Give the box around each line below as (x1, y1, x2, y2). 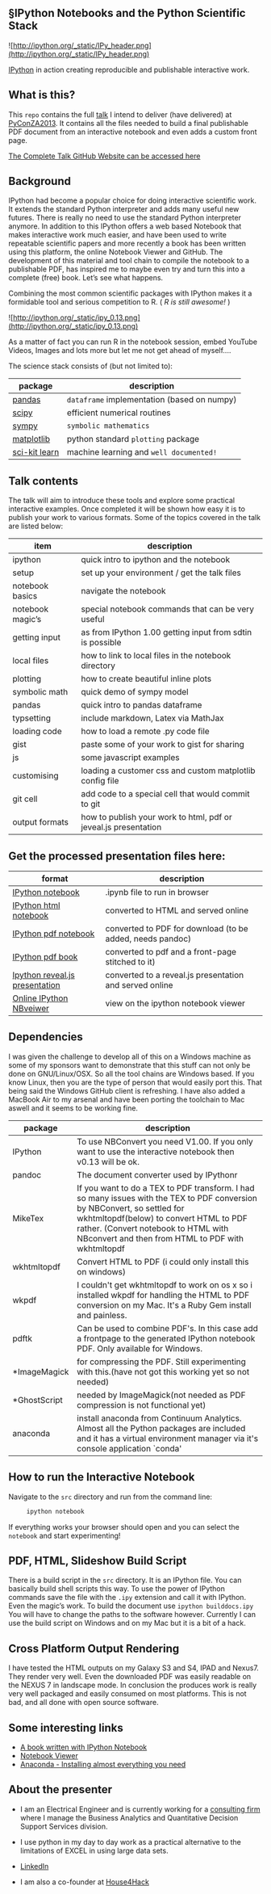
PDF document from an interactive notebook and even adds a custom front (8, 127, 257, 136)
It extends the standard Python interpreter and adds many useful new (8, 204, 240, 214)
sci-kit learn (12, 447, 60, 458)
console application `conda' (76, 1443, 182, 1454)
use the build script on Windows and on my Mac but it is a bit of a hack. (8, 1619, 246, 1628)
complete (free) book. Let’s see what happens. (8, 273, 164, 283)
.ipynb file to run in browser (105, 887, 210, 898)
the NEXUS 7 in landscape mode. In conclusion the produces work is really (8, 1680, 257, 1690)
